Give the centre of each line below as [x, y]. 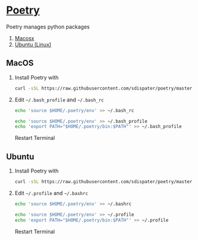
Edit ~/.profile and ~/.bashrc [51, 193]
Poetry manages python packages [48, 27]
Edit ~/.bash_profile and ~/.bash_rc [59, 100]
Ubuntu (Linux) [33, 44]
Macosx [24, 38]
